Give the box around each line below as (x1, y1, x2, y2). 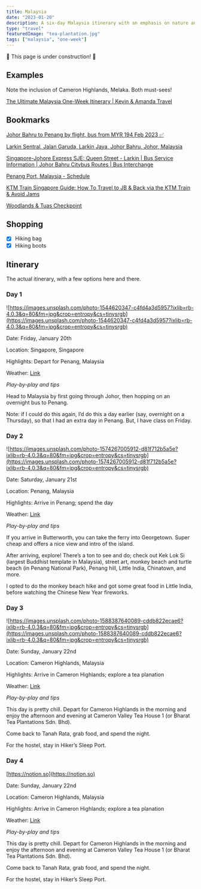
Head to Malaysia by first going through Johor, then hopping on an (6, 392, 170, 399)
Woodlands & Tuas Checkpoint (6, 201, 82, 209)
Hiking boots (14, 242, 47, 249)
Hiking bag (14, 235, 42, 242)
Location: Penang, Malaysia (6, 487, 74, 494)
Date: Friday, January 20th (6, 334, 72, 341)
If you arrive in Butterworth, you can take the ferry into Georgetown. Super (6, 533, 190, 541)
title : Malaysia (6, 8, 47, 15)
